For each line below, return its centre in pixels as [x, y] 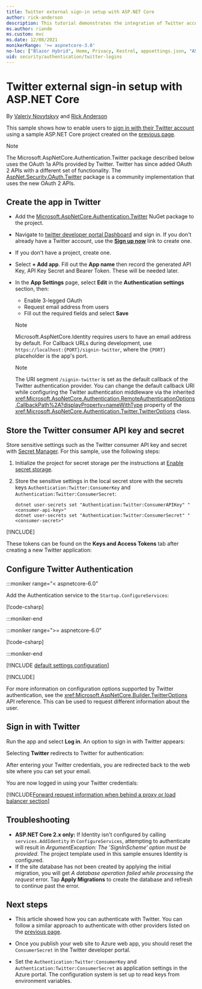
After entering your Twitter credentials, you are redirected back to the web [98, 765]
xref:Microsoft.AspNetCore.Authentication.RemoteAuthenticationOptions [105, 399]
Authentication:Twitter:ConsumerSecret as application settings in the [101, 968]
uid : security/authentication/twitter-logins [64, 57]
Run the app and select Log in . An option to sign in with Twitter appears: [96, 741]
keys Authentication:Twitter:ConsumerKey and [73, 488]
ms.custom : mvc [25, 34]
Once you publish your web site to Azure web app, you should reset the [103, 944]
